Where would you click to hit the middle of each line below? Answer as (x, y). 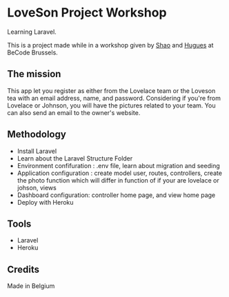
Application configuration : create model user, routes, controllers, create (120, 173)
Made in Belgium (31, 286)
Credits (23, 269)
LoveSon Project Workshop (87, 13)
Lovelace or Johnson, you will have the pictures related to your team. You (111, 105)
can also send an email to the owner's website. (74, 112)
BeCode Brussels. (33, 52)
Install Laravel (37, 151)
